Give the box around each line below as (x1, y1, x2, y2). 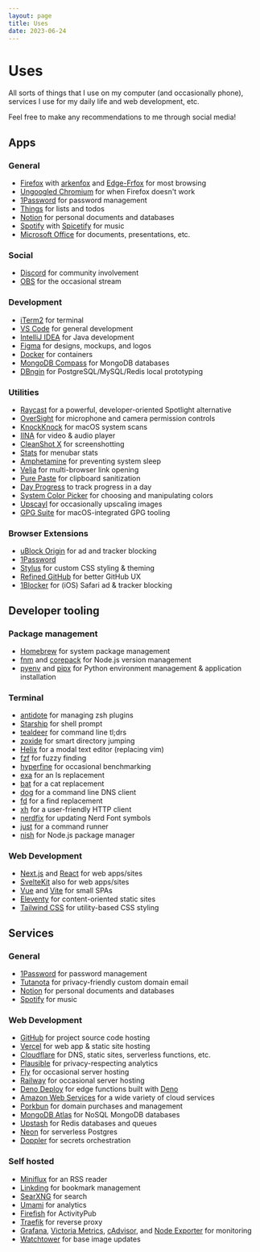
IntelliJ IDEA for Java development (19, 332, 134, 342)
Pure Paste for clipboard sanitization (19, 473, 141, 483)
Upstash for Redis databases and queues (19, 1118, 157, 1129)
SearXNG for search (19, 1191, 87, 1201)
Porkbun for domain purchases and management (19, 1101, 184, 1111)
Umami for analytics (19, 1200, 87, 1209)
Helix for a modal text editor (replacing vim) (19, 745, 165, 755)
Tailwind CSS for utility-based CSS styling (19, 903, 159, 913)
